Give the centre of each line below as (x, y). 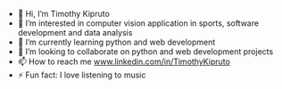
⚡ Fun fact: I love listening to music (82, 75)
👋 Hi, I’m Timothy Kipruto (63, 14)
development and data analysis (75, 32)
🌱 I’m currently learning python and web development (116, 42)
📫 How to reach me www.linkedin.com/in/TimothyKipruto (124, 61)
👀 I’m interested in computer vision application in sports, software (138, 23)
